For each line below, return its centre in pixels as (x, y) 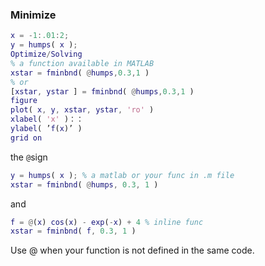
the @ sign (29, 157)
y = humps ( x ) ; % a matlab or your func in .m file (122, 175)
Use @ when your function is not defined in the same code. (132, 250)
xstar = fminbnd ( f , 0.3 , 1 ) (73, 231)
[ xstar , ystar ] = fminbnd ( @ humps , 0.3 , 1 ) (102, 91)
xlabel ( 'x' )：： (47, 119)
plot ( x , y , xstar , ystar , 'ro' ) (82, 110)
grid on (26, 138)
